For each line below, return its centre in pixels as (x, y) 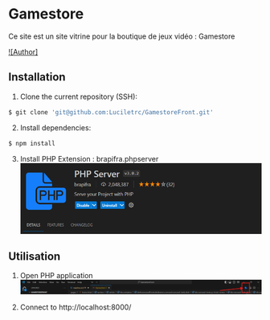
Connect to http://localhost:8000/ (76, 307)
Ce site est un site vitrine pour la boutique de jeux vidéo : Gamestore (122, 36)
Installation (37, 77)
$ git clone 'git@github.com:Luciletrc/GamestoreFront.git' (111, 112)
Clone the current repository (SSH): (79, 96)
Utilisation (35, 256)
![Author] (23, 51)
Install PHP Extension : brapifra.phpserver (89, 158)
